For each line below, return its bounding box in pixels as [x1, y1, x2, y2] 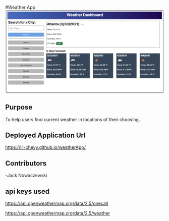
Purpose [5, 103, 33, 112]
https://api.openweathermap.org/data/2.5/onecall [5, 200, 108, 206]
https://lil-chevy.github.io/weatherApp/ [5, 144, 86, 150]
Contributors [5, 159, 47, 168]
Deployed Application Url [5, 131, 86, 140]
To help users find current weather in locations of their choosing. [5, 116, 140, 123]
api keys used [5, 187, 49, 196]
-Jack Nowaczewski [5, 173, 47, 179]
